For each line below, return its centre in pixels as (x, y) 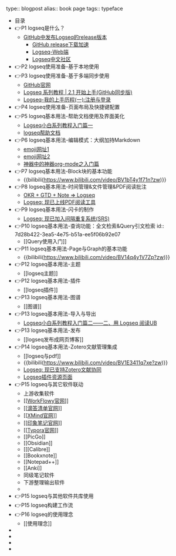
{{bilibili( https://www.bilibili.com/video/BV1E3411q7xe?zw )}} (96, 363)
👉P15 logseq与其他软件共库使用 (54, 496)
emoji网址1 (36, 149)
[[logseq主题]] (40, 273)
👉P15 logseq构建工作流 (44, 505)
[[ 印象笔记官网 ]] (43, 423)
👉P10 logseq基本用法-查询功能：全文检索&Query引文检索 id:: (89, 226)
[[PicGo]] (34, 437)
